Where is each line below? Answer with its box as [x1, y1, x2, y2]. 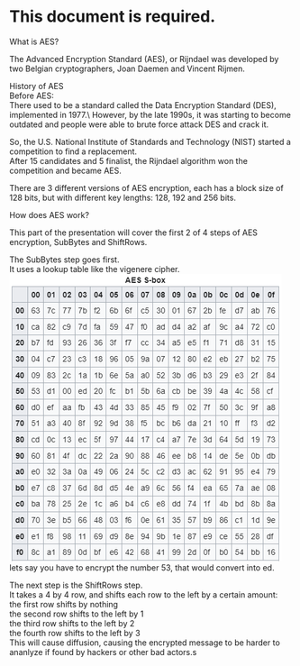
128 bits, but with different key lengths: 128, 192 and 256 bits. [9, 192, 237, 203]
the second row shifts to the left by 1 [9, 608, 144, 619]
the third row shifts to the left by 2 [9, 617, 135, 628]
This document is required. [9, 6, 216, 27]
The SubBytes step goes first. [9, 254, 120, 265]
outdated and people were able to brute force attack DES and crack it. [9, 119, 269, 130]
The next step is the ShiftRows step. [9, 579, 143, 590]
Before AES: [9, 90, 54, 101]
